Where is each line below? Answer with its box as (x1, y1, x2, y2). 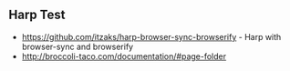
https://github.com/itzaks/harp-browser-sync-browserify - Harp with (21, 31, 282, 42)
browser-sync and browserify (21, 41, 134, 52)
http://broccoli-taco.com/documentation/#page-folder (21, 50, 227, 62)
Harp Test (8, 7, 66, 23)
